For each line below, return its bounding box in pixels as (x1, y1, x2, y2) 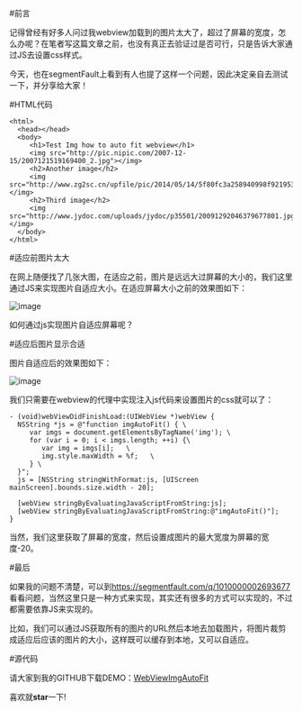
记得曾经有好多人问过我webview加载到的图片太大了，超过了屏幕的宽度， (9, 27, 279, 38)
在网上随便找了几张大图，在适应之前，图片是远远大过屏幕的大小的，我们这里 (9, 271, 293, 282)
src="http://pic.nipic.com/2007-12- (49, 149, 187, 158)
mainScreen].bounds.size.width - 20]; (9, 483, 155, 492)
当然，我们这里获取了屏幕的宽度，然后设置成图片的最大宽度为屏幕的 (9, 532, 262, 542)
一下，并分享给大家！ (9, 80, 88, 90)
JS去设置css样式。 (16, 50, 87, 60)
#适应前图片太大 (9, 252, 70, 263)
